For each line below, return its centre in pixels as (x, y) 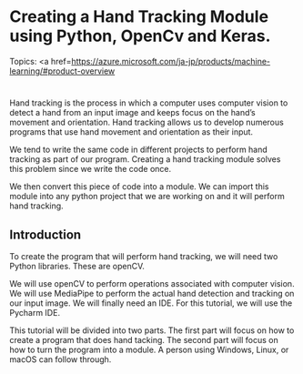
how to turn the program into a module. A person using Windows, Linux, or (149, 349)
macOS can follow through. (61, 359)
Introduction (45, 234)
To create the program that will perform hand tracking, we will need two (144, 256)
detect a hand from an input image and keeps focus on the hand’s (133, 113)
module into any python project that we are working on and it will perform (147, 197)
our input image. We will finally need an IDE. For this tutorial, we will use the (151, 303)
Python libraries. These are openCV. (77, 266)
